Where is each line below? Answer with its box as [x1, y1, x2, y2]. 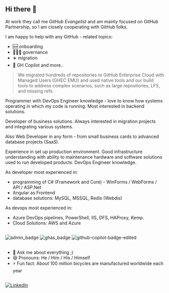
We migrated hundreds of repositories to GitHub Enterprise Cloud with [17, 72, 164, 78]
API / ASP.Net [12, 184, 41, 190]
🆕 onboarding [12, 43, 43, 50]
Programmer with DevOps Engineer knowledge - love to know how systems [5, 97, 163, 104]
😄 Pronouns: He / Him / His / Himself [12, 255, 91, 261]
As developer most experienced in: [5, 169, 78, 175]
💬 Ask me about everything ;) [12, 249, 74, 255]
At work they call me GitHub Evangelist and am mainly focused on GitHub [5, 18, 158, 24]
